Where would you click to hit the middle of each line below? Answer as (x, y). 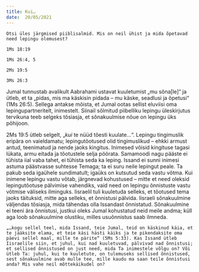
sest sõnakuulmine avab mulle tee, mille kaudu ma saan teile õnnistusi (98, 259)
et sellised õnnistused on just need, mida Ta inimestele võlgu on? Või (98, 248)
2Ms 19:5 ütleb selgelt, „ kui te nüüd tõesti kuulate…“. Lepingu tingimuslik (95, 135)
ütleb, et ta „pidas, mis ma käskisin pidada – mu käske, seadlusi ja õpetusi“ (98, 98)
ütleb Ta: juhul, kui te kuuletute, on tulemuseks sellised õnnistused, (98, 254)
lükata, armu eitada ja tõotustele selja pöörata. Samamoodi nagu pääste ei (97, 154)
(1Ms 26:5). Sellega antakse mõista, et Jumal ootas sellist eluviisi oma (91, 104)
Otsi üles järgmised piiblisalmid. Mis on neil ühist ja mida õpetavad (97, 33)
